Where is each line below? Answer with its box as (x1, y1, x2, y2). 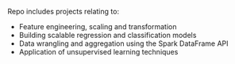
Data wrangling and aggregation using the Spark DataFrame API (18, 39, 229, 48)
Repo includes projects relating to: (7, 7, 120, 16)
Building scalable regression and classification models (18, 31, 197, 40)
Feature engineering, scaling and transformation (18, 22, 177, 31)
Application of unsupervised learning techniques (18, 47, 179, 56)
